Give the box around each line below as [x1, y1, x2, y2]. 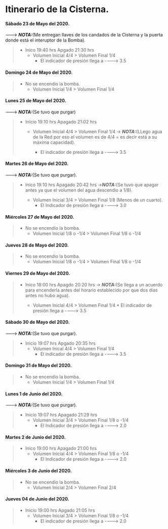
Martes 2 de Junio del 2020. [5, 434, 66, 440]
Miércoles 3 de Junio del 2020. [5, 468, 72, 474]
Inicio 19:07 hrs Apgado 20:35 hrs [25, 340, 96, 346]
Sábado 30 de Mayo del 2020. [5, 319, 70, 325]
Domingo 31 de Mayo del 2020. [5, 362, 72, 369]
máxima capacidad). [32, 139, 75, 145]
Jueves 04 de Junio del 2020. [5, 496, 69, 502]
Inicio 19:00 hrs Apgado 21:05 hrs [25, 507, 95, 513]
